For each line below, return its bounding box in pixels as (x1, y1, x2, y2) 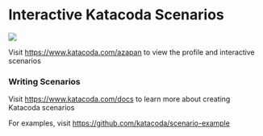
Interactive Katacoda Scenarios (8, 6, 224, 24)
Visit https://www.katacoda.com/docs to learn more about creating (8, 94, 231, 104)
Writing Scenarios (8, 76, 81, 87)
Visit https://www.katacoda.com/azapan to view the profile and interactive (8, 47, 256, 57)
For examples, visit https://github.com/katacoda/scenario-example (8, 118, 230, 128)
